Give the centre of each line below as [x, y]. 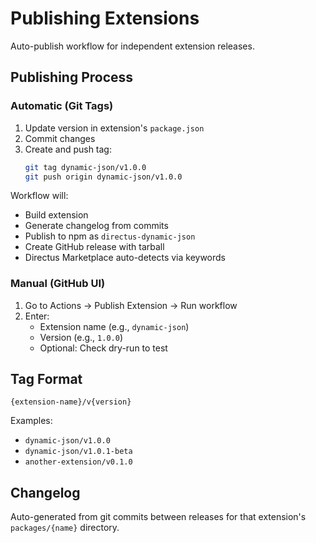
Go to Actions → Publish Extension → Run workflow [131, 305]
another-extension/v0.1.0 [78, 462]
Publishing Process [72, 77]
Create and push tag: [68, 149]
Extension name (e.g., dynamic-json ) [114, 326]
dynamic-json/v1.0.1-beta [78, 452]
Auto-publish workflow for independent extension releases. [132, 46]
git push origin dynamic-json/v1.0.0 [103, 177]
